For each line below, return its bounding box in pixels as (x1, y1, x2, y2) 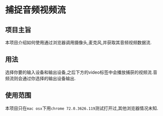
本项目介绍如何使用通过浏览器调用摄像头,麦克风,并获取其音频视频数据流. (5, 40, 152, 45)
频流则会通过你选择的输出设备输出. (5, 75, 76, 81)
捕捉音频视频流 (5, 4, 66, 16)
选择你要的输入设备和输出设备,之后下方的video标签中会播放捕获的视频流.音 (5, 69, 158, 75)
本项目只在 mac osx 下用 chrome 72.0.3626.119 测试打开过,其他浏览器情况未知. (5, 105, 159, 111)
